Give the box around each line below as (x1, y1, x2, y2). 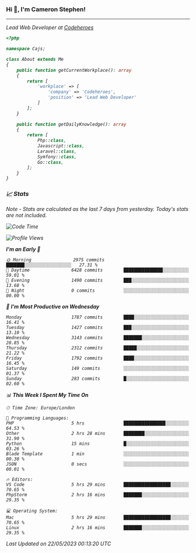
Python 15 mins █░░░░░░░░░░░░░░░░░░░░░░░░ (6, 441, 190, 447)
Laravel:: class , (37, 148, 77, 154)
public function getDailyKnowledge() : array (16, 121, 127, 127)
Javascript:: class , (37, 143, 85, 149)
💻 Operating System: (6, 508, 58, 514)
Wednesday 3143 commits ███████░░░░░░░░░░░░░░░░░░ (6, 334, 190, 341)
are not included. (6, 212, 47, 219)
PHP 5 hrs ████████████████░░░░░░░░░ (6, 420, 190, 426)
